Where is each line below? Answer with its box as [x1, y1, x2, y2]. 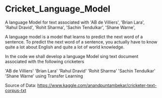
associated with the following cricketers [5, 58, 85, 64]
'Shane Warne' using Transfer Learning [5, 73, 83, 79]
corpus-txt [5, 87, 27, 93]
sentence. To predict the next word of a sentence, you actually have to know [5, 39, 158, 44]
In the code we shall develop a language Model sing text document [5, 53, 139, 59]
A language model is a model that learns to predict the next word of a [5, 34, 143, 40]
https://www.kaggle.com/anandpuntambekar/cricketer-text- [37, 82, 157, 88]
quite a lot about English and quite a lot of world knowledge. [5, 44, 125, 50]
